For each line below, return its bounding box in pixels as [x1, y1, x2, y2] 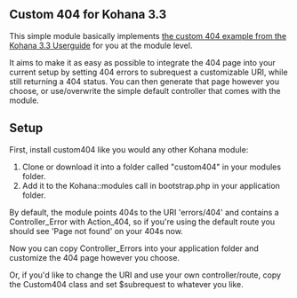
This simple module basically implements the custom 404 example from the [9, 30, 287, 41]
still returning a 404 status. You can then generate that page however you [9, 75, 280, 87]
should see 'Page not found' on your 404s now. [9, 225, 184, 236]
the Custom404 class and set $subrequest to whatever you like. [9, 278, 245, 289]
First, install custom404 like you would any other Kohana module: [9, 144, 249, 154]
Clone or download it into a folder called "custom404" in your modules [21, 161, 282, 172]
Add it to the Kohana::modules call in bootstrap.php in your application [21, 180, 280, 191]
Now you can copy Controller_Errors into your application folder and [9, 243, 260, 254]
